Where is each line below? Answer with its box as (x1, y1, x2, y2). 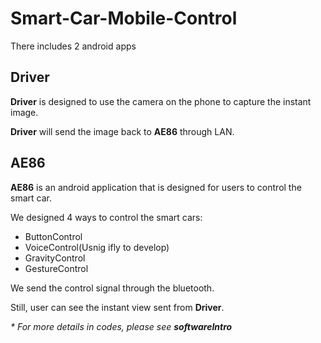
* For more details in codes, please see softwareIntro (10, 320, 233, 332)
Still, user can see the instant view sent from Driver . (10, 301, 225, 313)
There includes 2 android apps (10, 40, 137, 52)
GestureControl (24, 262, 89, 274)
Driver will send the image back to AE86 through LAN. (10, 125, 235, 137)
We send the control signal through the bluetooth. (10, 282, 215, 294)
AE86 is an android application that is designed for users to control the (10, 181, 302, 193)
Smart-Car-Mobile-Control (10, 7, 238, 30)
